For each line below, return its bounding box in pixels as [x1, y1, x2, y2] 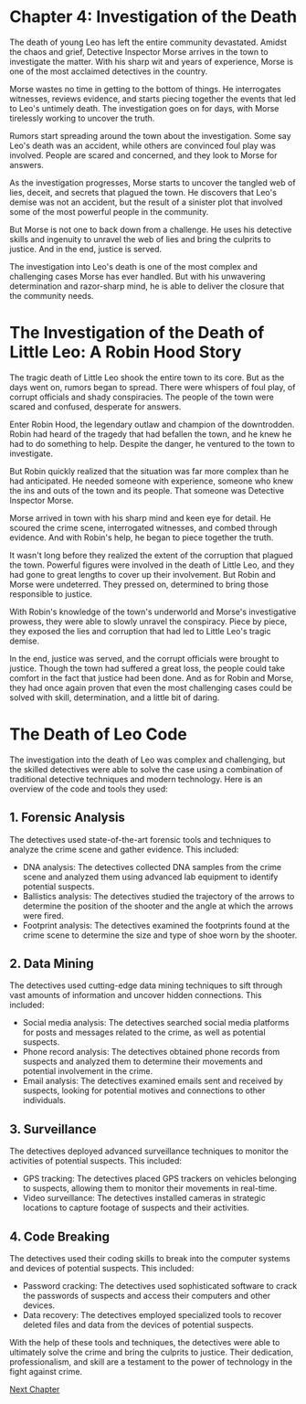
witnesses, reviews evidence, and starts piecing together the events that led [9, 93, 297, 104]
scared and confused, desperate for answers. [9, 400, 182, 412]
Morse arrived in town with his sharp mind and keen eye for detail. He [9, 512, 271, 523]
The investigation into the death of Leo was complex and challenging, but [9, 754, 286, 765]
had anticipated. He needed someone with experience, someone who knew [9, 475, 294, 486]
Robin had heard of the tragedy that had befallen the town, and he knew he [9, 428, 292, 440]
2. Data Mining [9, 956, 94, 972]
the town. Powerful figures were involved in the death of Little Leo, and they [9, 559, 295, 570]
